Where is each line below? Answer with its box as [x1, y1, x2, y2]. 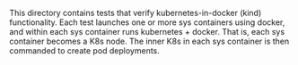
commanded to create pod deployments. [9, 45, 160, 56]
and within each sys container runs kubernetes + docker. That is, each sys [9, 27, 285, 37]
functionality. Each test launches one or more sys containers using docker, [9, 17, 285, 28]
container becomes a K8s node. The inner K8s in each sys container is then [9, 36, 290, 46]
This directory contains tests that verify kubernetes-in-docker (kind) [9, 8, 262, 18]
